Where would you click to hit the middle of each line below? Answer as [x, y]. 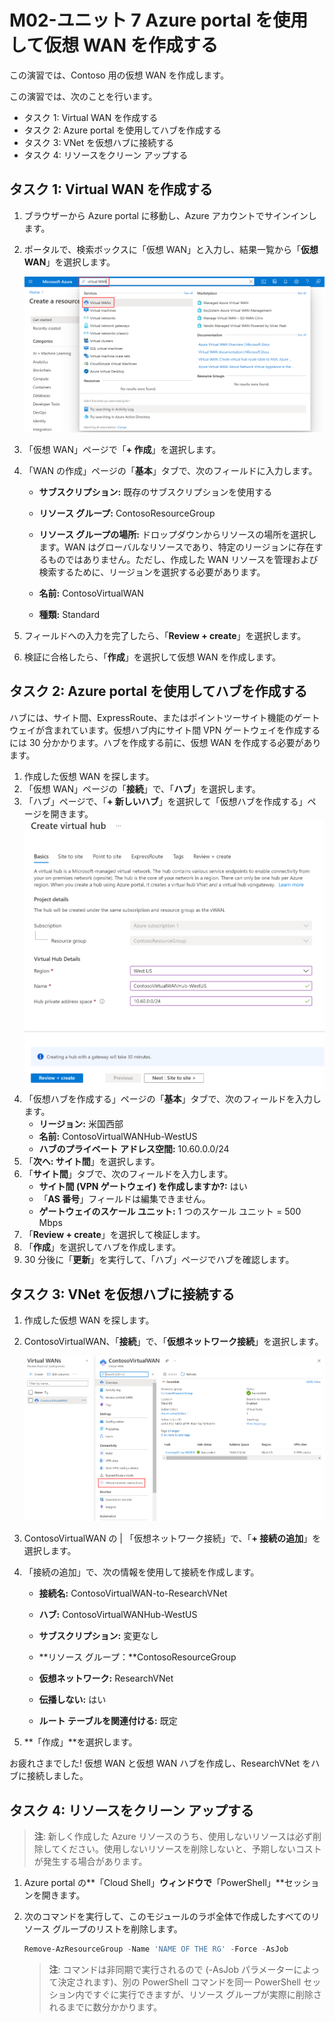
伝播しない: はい [72, 1700]
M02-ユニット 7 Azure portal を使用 [159, 20]
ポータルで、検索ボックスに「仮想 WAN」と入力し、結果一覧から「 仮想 [171, 249]
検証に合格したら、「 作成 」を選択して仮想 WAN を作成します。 [152, 657]
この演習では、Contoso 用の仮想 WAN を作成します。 [119, 75]
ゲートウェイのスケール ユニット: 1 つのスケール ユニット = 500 [170, 1212]
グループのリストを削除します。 [117, 1929]
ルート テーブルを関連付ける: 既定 [108, 1721]
